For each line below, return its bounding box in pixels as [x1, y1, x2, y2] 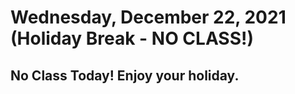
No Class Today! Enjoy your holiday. [10, 67, 240, 84]
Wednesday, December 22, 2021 [10, 6, 287, 29]
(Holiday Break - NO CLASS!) [10, 27, 255, 50]
